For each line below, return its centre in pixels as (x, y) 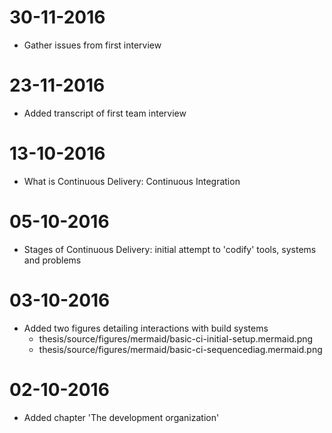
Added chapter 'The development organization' (121, 417)
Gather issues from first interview (92, 45)
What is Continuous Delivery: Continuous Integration (132, 181)
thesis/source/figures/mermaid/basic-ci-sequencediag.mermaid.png (180, 349)
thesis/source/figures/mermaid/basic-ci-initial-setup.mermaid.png (176, 338)
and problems (52, 260)
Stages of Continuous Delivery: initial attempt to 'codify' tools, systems (170, 249)
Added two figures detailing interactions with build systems (146, 328)
